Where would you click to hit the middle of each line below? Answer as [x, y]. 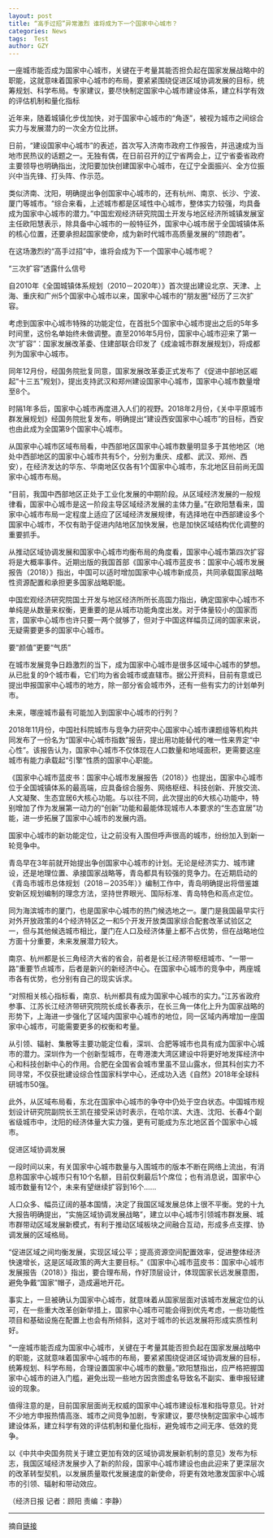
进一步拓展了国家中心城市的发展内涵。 [87, 819]
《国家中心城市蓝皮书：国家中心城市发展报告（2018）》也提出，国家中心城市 [136, 778]
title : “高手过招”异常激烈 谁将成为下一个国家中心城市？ [93, 24]
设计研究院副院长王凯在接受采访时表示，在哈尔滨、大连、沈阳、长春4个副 [139, 1112]
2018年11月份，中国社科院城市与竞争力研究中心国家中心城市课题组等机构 [130, 730]
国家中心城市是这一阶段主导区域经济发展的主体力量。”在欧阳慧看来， [143, 504]
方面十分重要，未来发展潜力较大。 [65, 941]
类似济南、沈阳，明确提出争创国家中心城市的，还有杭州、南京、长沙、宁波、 [136, 193]
